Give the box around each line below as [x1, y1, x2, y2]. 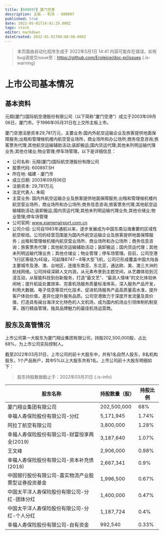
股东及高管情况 [5, 321, 50, 329]
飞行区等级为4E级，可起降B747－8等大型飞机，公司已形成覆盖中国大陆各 [12, 256, 159, 262]
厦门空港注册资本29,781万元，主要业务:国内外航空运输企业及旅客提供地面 [5, 130, 152, 136]
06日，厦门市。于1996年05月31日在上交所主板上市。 [5, 119, 111, 125]
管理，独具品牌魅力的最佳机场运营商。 [38, 305, 115, 311]
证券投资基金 [17, 479, 47, 486]
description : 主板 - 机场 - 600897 [5, 12, 75, 17]
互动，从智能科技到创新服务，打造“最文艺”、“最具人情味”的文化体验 [16, 275, 153, 280]
